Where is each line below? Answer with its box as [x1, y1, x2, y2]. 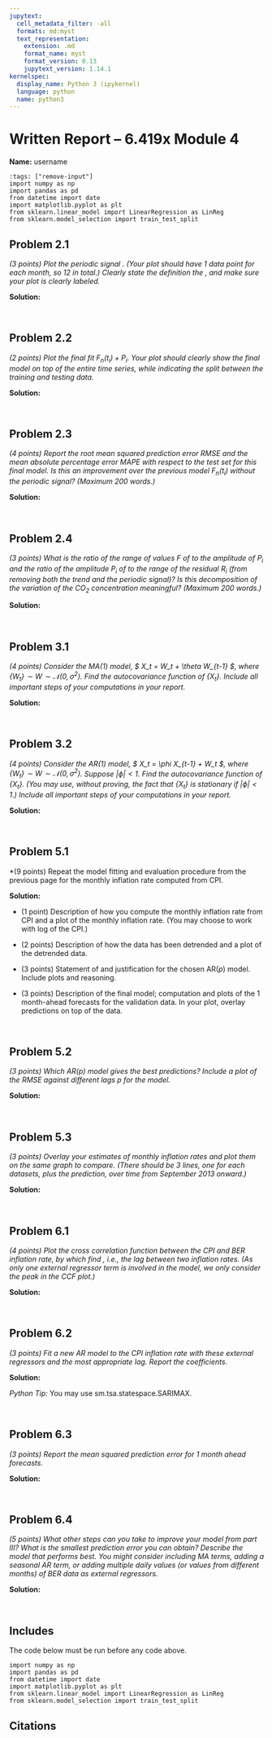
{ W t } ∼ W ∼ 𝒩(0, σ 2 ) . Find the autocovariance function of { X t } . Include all [9, 670, 258, 683]
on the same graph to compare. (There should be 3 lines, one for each [9, 1160, 245, 1171]
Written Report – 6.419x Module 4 [9, 130, 240, 149]
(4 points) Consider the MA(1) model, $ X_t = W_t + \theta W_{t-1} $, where [9, 662, 260, 671]
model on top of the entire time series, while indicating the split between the [9, 363, 263, 373]
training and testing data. [9, 371, 94, 382]
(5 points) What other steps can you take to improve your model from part [9, 1534, 257, 1545]
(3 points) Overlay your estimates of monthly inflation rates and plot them [9, 1152, 257, 1162]
